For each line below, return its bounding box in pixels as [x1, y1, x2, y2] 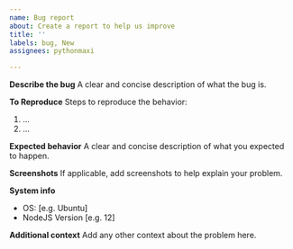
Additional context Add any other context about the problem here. [9, 230, 257, 241]
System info [9, 185, 56, 196]
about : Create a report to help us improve [9, 22, 176, 31]
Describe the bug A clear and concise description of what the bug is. [9, 79, 267, 90]
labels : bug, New [9, 38, 75, 48]
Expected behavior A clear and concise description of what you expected [9, 141, 285, 152]
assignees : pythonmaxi [9, 47, 95, 56]
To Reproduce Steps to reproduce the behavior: [9, 96, 188, 108]
